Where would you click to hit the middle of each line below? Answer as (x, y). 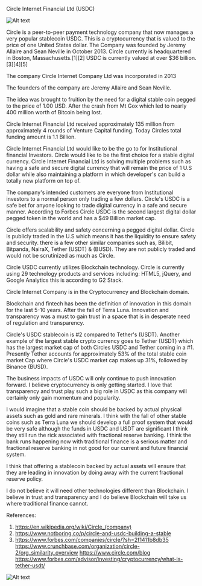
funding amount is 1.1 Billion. (41, 137)
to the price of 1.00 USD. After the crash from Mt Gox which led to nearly (96, 106)
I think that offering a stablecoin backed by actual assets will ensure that (96, 466)
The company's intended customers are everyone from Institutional (90, 192)
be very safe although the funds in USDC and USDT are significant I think (97, 428)
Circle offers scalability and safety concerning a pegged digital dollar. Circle (100, 230)
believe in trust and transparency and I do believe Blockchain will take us (96, 497)
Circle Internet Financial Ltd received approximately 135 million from (90, 124)
